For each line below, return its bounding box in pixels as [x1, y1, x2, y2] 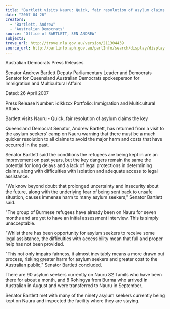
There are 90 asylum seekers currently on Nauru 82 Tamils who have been [5, 271, 162, 277]
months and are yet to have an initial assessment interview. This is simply [5, 215, 159, 221]
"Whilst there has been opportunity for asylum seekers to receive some [5, 230, 155, 236]
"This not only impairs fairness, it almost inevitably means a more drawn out [5, 251, 164, 257]
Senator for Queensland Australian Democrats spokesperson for [5, 75, 140, 81]
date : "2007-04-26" [5, 12, 47, 17]
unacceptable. [5, 220, 36, 226]
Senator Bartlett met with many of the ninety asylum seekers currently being [5, 292, 165, 298]
